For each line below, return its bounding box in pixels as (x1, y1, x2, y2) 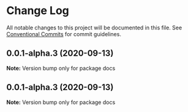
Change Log (6, 4, 69, 18)
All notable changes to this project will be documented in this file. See (6, 24, 182, 31)
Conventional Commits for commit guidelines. (6, 30, 121, 37)
